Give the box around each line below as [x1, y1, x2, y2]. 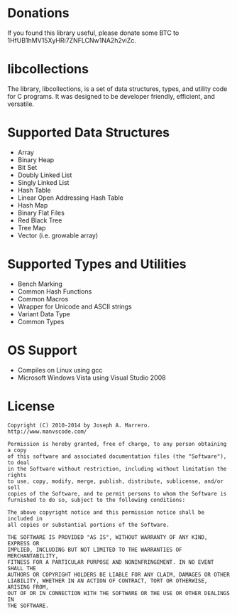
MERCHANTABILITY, [7, 552, 59, 560]
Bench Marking [17, 279, 62, 288]
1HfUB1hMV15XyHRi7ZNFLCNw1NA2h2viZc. [7, 36, 137, 44]
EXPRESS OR [7, 540, 40, 547]
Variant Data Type [17, 309, 71, 318]
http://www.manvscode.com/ [7, 428, 87, 435]
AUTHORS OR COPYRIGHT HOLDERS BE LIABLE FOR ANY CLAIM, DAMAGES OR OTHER [7, 571, 231, 578]
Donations [7, 5, 70, 21]
